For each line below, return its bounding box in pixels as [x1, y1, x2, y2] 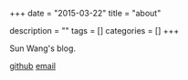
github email [9, 61, 57, 71]
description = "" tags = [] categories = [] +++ [9, 25, 180, 35]
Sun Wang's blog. [9, 43, 76, 54]
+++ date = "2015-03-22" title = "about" [9, 8, 162, 18]
